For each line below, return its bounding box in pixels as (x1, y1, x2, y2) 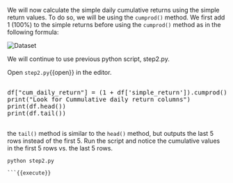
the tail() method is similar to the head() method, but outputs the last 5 (7, 130, 214, 137)
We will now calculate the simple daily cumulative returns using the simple (7, 6, 220, 14)
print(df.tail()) (7, 110, 66, 117)
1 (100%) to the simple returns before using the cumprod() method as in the (7, 21, 221, 28)
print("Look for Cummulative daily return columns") (7, 96, 191, 103)
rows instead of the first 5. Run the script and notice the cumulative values (7, 137, 220, 145)
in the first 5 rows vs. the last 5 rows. (7, 144, 113, 152)
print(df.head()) (7, 103, 66, 110)
